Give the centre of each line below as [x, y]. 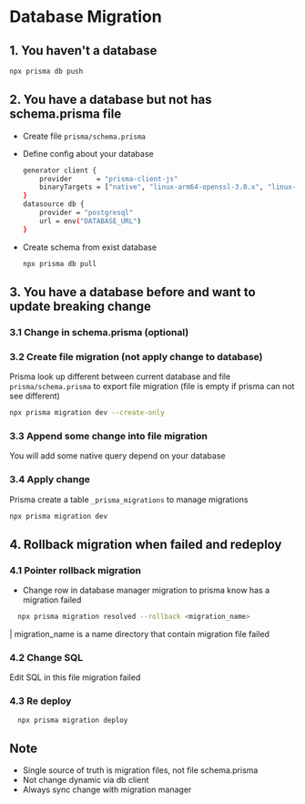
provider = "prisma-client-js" [109, 179]
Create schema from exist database [90, 247]
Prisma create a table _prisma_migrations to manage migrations [129, 500]
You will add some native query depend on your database [117, 456]
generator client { [60, 170]
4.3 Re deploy [41, 701]
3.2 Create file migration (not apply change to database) [136, 356]
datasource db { [53, 204]
